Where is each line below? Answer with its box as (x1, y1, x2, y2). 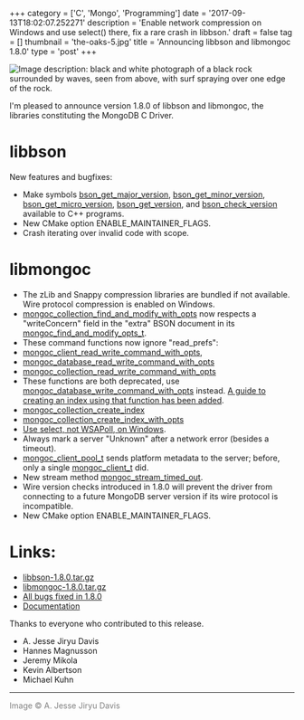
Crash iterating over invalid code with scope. (22, 227, 190, 238)
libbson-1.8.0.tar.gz (22, 572, 95, 583)
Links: (9, 542, 57, 563)
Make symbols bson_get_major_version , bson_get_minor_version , (22, 189, 265, 200)
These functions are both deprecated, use (22, 375, 180, 386)
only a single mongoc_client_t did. (22, 461, 149, 473)
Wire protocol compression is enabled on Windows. (22, 298, 215, 309)
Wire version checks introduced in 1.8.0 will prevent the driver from (22, 481, 273, 492)
